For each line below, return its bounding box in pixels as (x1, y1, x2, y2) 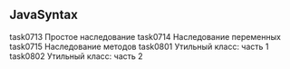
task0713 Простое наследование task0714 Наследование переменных (9, 31, 281, 42)
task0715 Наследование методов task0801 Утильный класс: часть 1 (9, 41, 269, 52)
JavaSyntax (9, 7, 79, 23)
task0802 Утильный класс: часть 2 (9, 50, 143, 62)
